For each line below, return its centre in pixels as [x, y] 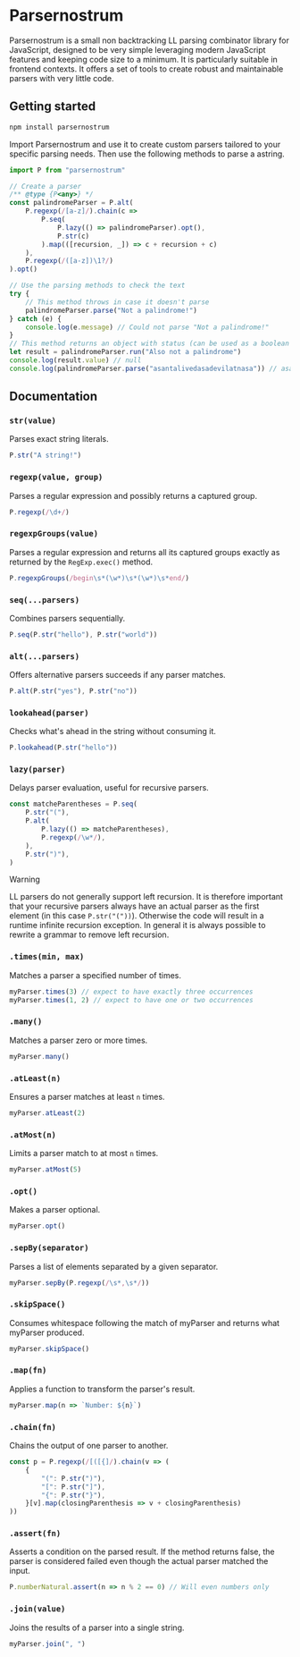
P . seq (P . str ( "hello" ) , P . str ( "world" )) [83, 634]
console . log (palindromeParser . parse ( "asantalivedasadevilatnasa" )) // [143, 368]
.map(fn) [28, 1370]
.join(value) [37, 1609]
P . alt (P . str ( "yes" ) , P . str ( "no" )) [74, 691]
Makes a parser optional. [55, 1210]
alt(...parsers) [45, 656]
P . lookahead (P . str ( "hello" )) [63, 748]
